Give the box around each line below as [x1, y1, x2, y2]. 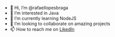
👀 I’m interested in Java [10, 10, 59, 16]
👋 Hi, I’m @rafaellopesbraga [10, 5, 69, 10]
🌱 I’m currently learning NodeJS [10, 15, 77, 21]
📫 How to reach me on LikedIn [10, 26, 75, 32]
